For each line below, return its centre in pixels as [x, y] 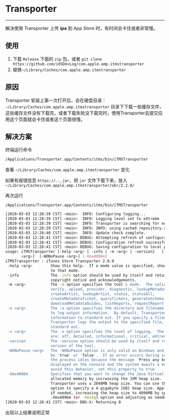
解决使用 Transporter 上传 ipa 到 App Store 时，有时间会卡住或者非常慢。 [81, 28]
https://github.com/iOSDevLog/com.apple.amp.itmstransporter [78, 64]
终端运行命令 [18, 150]
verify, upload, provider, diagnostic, [93, 289]
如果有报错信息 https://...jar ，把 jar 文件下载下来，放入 [66, 181]
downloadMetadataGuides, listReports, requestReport [107, 303]
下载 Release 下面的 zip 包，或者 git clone [57, 59]
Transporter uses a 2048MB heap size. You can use [105, 383]
